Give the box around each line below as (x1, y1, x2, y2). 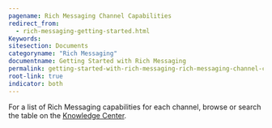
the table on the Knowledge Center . (8, 110, 127, 120)
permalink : (8, 65, 45, 73)
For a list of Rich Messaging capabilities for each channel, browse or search (8, 102, 261, 112)
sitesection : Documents (8, 42, 89, 50)
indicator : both (8, 79, 63, 87)
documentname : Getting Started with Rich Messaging (8, 58, 186, 66)
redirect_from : (8, 19, 60, 28)
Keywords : (8, 34, 42, 43)
